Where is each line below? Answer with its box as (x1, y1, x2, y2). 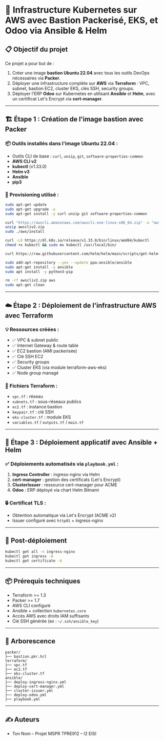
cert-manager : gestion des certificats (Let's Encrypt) (12, 477, 121, 482)
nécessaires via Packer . (12, 75, 61, 81)
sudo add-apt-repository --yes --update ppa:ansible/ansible (5, 260, 132, 265)
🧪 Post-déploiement (5, 536, 67, 544)
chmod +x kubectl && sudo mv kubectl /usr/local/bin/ (5, 242, 117, 248)
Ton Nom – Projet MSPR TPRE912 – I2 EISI (12, 731, 97, 737)
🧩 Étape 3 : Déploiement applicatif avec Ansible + (5, 438, 158, 446)
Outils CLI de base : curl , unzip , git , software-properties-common (12, 153, 143, 159)
